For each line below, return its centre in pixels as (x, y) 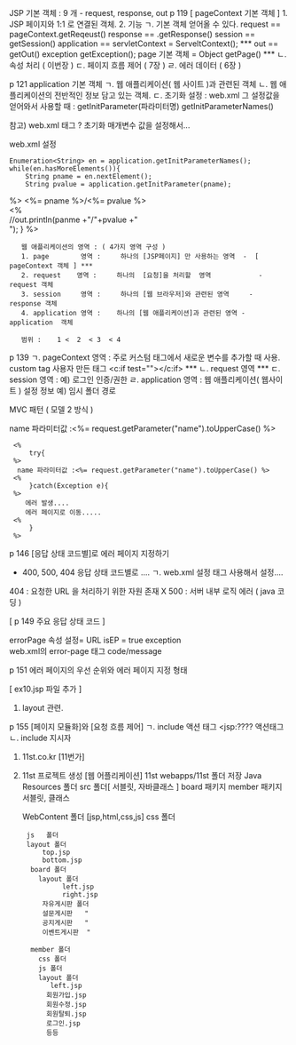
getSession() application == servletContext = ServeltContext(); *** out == (144, 44)
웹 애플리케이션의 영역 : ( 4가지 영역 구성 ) (93, 247)
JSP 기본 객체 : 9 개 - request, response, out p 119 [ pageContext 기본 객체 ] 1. (148, 13)
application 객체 (41, 323)
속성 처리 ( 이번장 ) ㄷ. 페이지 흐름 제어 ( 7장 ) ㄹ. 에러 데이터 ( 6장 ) (125, 65)
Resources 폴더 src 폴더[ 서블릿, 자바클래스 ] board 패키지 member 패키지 (152, 786)
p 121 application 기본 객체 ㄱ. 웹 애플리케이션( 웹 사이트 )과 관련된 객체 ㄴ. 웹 (143, 84)
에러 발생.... (47, 503)
